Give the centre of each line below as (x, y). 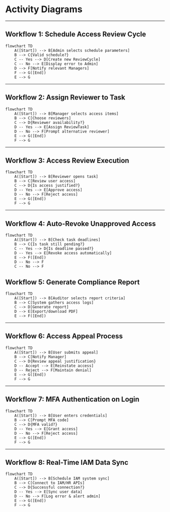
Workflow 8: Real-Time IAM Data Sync (67, 462)
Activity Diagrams (44, 9)
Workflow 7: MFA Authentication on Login (72, 399)
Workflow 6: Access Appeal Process (64, 336)
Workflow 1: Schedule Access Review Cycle (76, 34)
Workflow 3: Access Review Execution (67, 160)
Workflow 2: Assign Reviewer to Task (65, 98)
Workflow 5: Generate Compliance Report (73, 282)
